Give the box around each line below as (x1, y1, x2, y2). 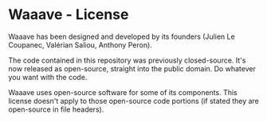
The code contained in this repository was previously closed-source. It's (8, 55, 246, 65)
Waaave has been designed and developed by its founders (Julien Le (8, 32, 235, 41)
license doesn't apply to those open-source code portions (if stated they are (8, 96, 259, 105)
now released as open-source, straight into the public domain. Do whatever (8, 63, 257, 73)
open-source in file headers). (8, 105, 104, 114)
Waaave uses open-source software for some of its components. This (8, 87, 238, 97)
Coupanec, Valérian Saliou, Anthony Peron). (8, 40, 153, 49)
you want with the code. (8, 72, 88, 82)
